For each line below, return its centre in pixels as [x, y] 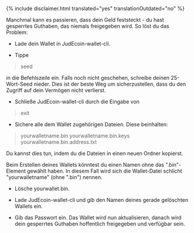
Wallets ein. [28, 206]
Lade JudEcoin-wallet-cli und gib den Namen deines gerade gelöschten [101, 200]
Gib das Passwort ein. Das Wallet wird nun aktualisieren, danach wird [98, 217]
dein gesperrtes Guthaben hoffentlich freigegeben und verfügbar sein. [100, 224]
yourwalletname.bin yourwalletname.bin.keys [75, 136]
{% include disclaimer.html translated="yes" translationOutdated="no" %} [95, 9]
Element [16, 171]
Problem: [17, 32]
